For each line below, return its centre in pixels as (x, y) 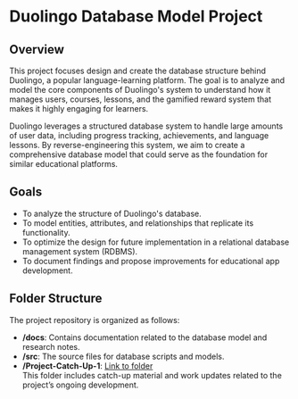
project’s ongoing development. (80, 385)
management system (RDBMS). (80, 251)
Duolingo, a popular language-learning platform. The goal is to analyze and (147, 80)
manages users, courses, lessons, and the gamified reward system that (141, 99)
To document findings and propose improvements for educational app (151, 261)
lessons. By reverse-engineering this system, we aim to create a (127, 145)
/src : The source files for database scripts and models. (123, 356)
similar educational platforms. (64, 164)
